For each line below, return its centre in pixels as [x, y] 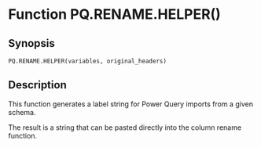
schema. [22, 112]
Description [37, 85]
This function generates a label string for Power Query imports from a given [131, 104]
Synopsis [31, 43]
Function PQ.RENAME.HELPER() [115, 14]
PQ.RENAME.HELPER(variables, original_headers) [88, 61]
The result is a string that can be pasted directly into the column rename [125, 127]
